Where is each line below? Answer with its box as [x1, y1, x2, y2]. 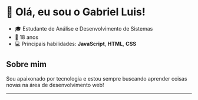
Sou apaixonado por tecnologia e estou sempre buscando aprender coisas [6, 75, 187, 82]
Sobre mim [6, 59, 47, 69]
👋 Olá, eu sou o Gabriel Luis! [6, 5, 146, 19]
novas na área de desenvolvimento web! [6, 81, 104, 88]
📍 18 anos [14, 34, 39, 41]
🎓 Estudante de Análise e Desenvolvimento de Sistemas [14, 25, 153, 32]
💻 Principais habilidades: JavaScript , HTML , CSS [14, 40, 137, 47]
